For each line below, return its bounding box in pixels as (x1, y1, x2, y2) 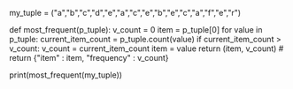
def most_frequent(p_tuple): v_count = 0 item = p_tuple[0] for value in (9, 25, 263, 34)
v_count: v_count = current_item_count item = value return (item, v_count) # (9, 43, 284, 54)
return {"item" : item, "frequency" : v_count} (9, 53, 170, 63)
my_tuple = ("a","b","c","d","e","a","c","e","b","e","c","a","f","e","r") (9, 8, 242, 18)
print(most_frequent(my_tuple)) (9, 70, 122, 80)
